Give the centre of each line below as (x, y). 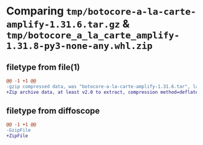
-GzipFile (19, 131)
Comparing (35, 11)
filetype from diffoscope (53, 111)
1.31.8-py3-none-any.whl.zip (79, 46)
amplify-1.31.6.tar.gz (63, 25)
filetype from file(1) (43, 67)
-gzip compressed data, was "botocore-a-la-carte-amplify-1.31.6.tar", (98, 86)
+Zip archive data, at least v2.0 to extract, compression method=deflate (102, 92)
